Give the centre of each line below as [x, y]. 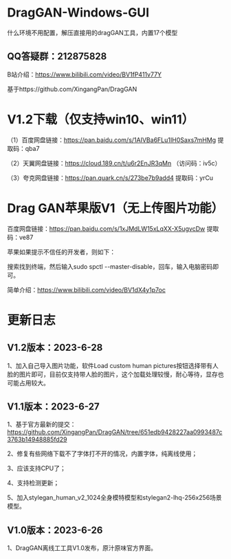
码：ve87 [20, 237]
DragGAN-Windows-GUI [78, 13]
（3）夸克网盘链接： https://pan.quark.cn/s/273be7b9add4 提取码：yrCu [110, 178]
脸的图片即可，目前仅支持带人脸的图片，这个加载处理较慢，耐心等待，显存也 [115, 374]
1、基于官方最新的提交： [42, 425]
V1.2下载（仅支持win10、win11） [101, 119]
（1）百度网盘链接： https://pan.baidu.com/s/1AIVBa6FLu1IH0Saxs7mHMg [112, 140]
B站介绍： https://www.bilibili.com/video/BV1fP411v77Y [85, 74]
